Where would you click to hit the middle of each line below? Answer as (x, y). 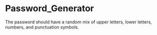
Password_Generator (50, 9)
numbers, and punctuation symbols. (42, 27)
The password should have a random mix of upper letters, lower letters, (78, 22)
